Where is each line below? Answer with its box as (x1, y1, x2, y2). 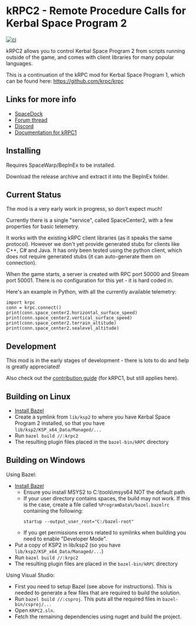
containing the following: (23, 507, 83, 514)
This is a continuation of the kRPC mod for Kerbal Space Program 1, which (6, 71, 185, 78)
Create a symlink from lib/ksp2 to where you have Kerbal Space (14, 413, 171, 420)
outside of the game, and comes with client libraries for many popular (6, 53, 174, 60)
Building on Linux (6, 392, 71, 402)
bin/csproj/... (14, 601, 52, 607)
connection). (6, 260, 37, 267)
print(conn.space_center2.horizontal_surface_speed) (6, 310, 138, 316)
